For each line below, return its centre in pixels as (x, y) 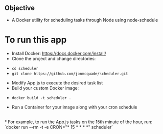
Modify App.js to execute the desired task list (57, 82)
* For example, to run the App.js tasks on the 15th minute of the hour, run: (79, 122)
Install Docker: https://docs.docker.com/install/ (59, 53)
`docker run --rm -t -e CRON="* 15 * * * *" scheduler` (59, 127)
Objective (20, 8)
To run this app (36, 40)
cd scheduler (25, 68)
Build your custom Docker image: (45, 88)
